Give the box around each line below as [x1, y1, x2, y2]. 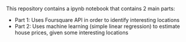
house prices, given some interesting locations [14, 29, 129, 36]
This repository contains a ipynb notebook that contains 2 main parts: [6, 5, 175, 12]
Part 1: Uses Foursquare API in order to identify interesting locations [14, 17, 180, 23]
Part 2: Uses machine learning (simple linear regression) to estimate [14, 23, 180, 30]
